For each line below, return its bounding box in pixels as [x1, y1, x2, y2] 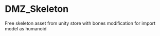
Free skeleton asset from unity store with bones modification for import [5, 20, 155, 26]
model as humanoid [5, 25, 47, 31]
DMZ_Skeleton [5, 3, 69, 15]
